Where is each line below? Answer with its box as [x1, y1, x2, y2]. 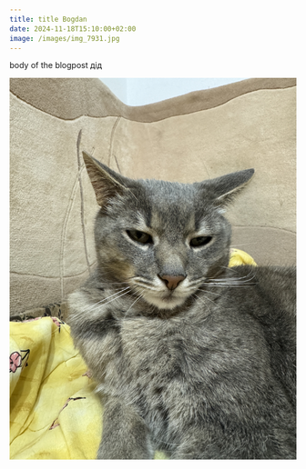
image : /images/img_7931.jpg [9, 34, 120, 43]
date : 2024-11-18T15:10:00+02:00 [9, 24, 137, 34]
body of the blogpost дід [9, 60, 103, 71]
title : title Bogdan [9, 15, 88, 24]
